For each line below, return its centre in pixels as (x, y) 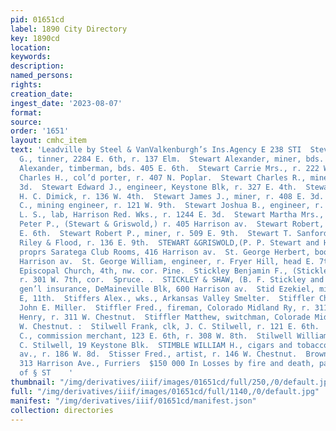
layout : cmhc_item (48, 141)
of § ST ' (46, 373)
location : (31, 47)
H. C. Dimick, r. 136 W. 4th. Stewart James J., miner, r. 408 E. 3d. (172, 196)
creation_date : (42, 94)
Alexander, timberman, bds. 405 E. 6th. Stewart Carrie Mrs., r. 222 (169, 168)
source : (26, 122)
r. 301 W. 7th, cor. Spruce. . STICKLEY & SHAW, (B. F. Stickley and (172, 280)
